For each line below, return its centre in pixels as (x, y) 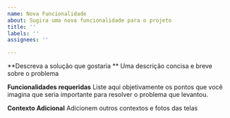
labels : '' (23, 33)
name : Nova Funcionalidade (47, 14)
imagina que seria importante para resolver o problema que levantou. (108, 95)
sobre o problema (33, 74)
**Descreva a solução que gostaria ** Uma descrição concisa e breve (110, 66)
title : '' (22, 27)
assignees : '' (28, 40)
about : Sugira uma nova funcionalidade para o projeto (90, 20)
